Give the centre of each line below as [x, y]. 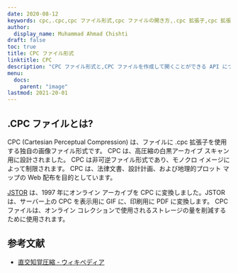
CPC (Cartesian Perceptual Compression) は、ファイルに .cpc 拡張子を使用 [117, 142]
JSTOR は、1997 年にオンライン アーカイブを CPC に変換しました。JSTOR [116, 192]
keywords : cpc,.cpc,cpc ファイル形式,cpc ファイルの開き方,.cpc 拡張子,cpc [113, 21]
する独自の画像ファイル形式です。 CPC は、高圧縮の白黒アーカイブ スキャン [118, 150]
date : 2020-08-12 [33, 14]
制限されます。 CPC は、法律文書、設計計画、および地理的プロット [123, 168]
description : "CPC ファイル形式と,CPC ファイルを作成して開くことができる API [113, 67]
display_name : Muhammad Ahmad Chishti [71, 34]
